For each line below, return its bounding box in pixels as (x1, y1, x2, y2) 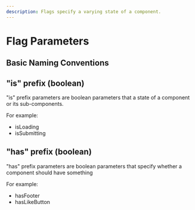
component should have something (6, 169, 94, 176)
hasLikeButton (14, 198, 51, 205)
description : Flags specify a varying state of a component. (6, 8, 162, 15)
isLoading (14, 123, 39, 131)
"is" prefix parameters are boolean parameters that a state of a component (6, 94, 190, 101)
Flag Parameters (6, 34, 89, 48)
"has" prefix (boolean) (6, 147, 92, 157)
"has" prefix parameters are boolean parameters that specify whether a (6, 162, 182, 170)
